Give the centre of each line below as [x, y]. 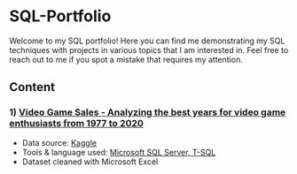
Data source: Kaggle [59, 142]
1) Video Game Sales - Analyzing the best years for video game [148, 112]
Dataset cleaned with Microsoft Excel [90, 162]
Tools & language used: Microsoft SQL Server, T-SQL [119, 152]
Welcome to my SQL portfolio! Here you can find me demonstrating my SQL [147, 41]
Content [32, 87]
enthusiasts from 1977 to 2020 [77, 124]
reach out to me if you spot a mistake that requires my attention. [126, 59]
